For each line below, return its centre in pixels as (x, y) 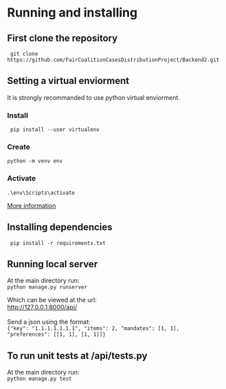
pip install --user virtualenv (55, 130)
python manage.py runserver (47, 287)
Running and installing (72, 13)
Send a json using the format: (49, 322)
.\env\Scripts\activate (41, 193)
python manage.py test (39, 379)
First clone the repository (63, 38)
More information (32, 205)
